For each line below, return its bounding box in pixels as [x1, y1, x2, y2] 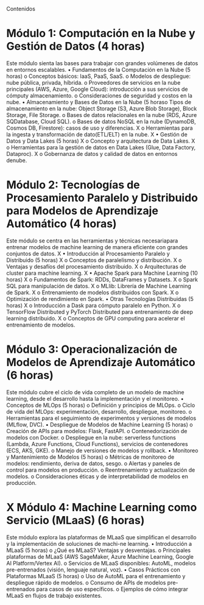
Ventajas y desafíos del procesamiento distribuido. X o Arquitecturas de [6, 263, 187, 270]
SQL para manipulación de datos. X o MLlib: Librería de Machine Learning [6, 282, 192, 289]
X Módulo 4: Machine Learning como [6, 501, 197, 514]
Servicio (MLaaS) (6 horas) [6, 514, 145, 527]
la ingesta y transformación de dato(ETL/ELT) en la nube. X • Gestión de [6, 130, 188, 138]
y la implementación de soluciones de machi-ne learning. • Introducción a [6, 540, 192, 547]
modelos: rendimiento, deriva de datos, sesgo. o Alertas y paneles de [6, 459, 181, 467]
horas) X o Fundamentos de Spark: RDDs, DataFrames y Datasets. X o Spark [6, 275, 199, 283]
